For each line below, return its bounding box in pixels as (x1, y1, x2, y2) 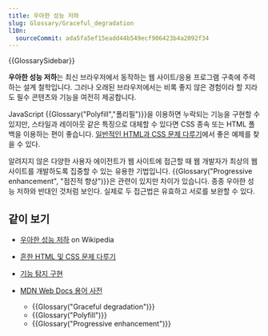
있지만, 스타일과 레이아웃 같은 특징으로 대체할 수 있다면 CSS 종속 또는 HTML (8, 119, 247, 129)
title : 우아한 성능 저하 (8, 11, 80, 20)
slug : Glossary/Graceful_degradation (8, 19, 134, 27)
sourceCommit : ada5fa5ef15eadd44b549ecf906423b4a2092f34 (15, 34, 210, 42)
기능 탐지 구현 (19, 269, 63, 278)
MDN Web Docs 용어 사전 (19, 286, 103, 296)
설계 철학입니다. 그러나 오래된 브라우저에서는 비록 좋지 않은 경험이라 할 (22, 82, 243, 92)
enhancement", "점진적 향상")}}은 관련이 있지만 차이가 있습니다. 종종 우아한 (8, 177, 246, 186)
